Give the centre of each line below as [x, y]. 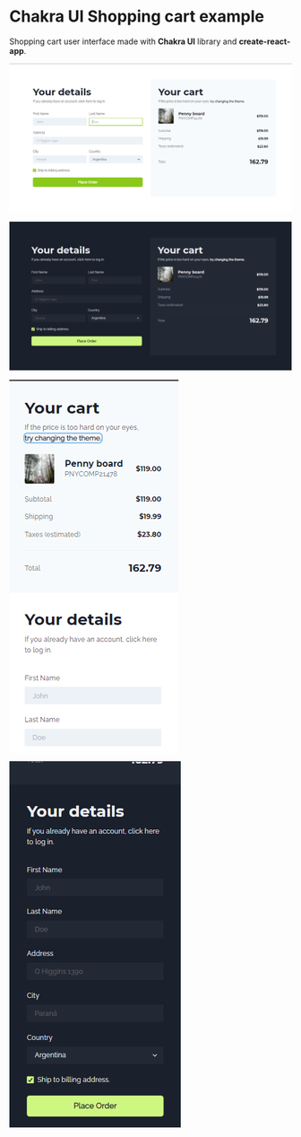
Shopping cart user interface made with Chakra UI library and [123, 41]
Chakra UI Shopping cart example [137, 17]
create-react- [265, 41]
